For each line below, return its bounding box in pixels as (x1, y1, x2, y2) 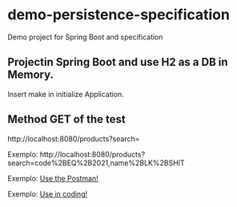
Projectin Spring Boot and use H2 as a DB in (7, 55, 229, 69)
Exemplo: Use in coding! (7, 189, 88, 198)
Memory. (7, 68, 54, 82)
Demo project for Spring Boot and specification (7, 32, 163, 42)
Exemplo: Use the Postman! (7, 173, 99, 183)
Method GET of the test (7, 112, 126, 126)
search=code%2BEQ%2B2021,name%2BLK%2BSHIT (7, 158, 185, 168)
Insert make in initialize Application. (7, 89, 125, 99)
